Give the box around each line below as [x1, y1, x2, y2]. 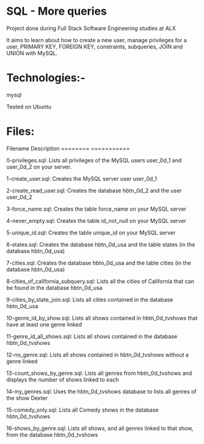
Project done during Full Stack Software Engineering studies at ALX [6, 24, 176, 32]
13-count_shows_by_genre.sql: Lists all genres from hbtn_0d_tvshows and [6, 369, 192, 377]
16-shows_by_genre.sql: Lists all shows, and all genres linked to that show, [6, 424, 194, 432]
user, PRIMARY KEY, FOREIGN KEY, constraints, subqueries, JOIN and [6, 43, 183, 50]
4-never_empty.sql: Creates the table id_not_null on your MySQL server [6, 217, 186, 224]
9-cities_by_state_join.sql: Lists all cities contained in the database [6, 296, 173, 303]
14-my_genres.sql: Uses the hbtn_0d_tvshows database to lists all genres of [6, 388, 197, 395]
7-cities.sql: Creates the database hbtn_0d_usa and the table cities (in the [6, 259, 191, 266]
